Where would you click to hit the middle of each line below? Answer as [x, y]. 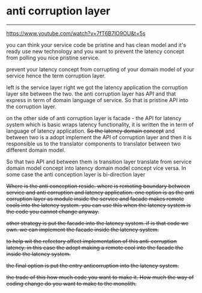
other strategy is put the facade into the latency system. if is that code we [97, 223]
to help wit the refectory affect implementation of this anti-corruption [92, 241]
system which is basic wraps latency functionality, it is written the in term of [100, 124]
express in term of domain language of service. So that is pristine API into [97, 100]
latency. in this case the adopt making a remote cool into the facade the [95, 247]
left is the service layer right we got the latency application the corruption [97, 87]
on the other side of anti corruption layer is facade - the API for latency [94, 118]
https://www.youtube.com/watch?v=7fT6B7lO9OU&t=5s [76, 33]
